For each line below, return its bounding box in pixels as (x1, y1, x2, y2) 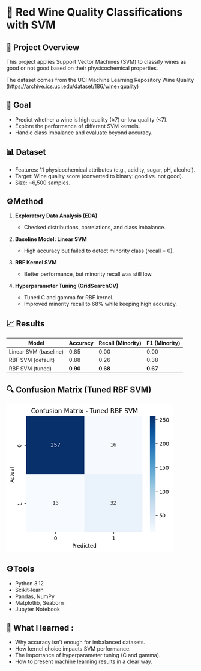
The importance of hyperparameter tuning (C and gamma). (14, 652, 161, 659)
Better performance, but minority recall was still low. (23, 270, 153, 278)
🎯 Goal (6, 100, 31, 110)
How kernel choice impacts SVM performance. (14, 645, 131, 652)
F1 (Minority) (146, 339, 181, 346)
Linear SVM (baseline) (8, 348, 64, 355)
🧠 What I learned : (6, 623, 74, 633)
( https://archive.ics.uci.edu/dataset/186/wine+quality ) (6, 83, 139, 90)
